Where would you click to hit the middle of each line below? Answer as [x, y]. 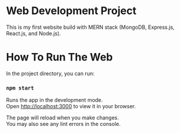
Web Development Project [71, 11]
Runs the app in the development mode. [54, 100]
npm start [20, 88]
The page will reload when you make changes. [63, 118]
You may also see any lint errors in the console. [63, 124]
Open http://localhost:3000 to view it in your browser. [71, 107]
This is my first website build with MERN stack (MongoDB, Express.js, [90, 27]
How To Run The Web [59, 57]
